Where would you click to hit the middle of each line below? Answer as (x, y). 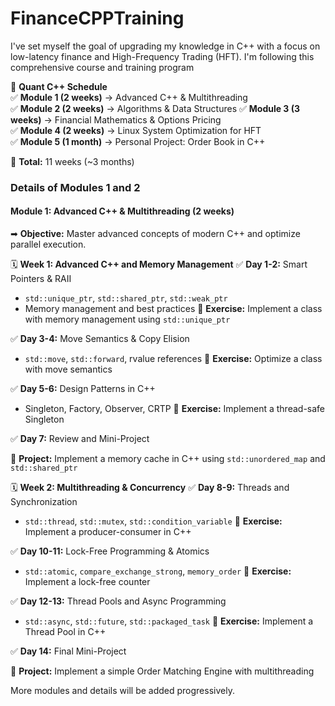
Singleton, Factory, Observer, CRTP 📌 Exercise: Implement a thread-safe (175, 409)
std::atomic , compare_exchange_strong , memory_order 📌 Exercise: (158, 571)
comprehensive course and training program (102, 67)
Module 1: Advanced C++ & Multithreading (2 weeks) (122, 211)
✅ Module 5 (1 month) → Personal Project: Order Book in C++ (138, 141)
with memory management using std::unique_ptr (127, 319)
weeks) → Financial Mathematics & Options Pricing (116, 119)
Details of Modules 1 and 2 (75, 187)
